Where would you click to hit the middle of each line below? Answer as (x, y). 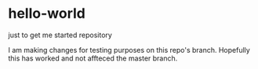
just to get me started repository (60, 35)
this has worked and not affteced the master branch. (93, 58)
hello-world (47, 14)
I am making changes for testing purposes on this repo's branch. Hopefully (129, 50)
